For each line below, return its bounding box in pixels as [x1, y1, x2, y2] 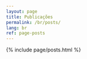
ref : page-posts [6, 30, 45, 36]
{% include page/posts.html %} [6, 46, 81, 53]
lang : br [6, 25, 27, 31]
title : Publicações [6, 14, 53, 20]
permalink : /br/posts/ [6, 19, 61, 25]
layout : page [6, 8, 38, 15]
